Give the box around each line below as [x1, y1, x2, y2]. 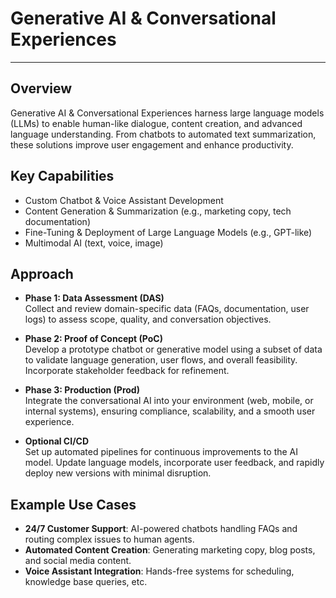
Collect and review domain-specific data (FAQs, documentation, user [24, 303, 310, 315]
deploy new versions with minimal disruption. [24, 467, 212, 479]
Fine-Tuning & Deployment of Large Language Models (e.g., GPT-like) [24, 226, 313, 238]
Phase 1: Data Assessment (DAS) [24, 292, 165, 304]
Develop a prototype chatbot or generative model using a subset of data [24, 343, 323, 356]
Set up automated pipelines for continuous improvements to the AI [24, 446, 299, 458]
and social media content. [24, 555, 132, 567]
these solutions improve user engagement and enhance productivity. [10, 138, 294, 151]
